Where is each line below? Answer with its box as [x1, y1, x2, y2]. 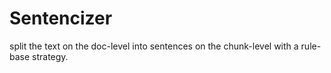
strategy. [32, 50, 69, 62]
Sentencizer [9, 7, 113, 30]
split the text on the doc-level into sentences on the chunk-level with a [9, 40, 299, 52]
